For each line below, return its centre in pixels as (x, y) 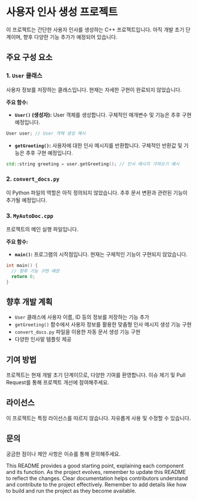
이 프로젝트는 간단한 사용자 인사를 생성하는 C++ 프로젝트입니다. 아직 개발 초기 (95, 30)
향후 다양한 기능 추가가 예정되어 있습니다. (70, 37)
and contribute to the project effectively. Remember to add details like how (96, 484)
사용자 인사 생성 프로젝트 (62, 12)
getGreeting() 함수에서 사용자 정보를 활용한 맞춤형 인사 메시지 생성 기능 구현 (103, 325)
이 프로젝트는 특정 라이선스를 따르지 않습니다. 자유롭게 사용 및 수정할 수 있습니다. (98, 418)
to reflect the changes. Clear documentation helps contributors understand (97, 478)
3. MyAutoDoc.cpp (30, 215)
